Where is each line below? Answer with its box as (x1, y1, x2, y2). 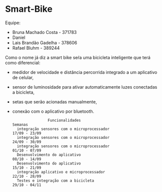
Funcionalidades (47, 118, 81, 123)
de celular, (12, 74, 33, 80)
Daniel (12, 34, 26, 40)
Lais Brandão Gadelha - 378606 (12, 39, 77, 45)
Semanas (12, 122, 28, 127)
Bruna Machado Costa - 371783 (12, 29, 77, 35)
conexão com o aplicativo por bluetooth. (12, 108, 95, 114)
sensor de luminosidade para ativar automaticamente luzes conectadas (12, 84, 158, 90)
